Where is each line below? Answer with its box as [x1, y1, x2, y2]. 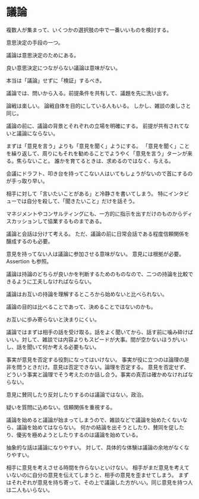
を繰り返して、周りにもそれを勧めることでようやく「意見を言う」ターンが [6, 149, 188, 157]
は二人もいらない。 [6, 486, 53, 493]
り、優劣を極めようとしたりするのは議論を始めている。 [6, 431, 141, 438]
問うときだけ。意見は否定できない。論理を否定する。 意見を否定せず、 [16, 363, 189, 370]
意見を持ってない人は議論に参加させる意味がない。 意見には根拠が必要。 [6, 250, 185, 257]
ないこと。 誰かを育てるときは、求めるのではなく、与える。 [26, 157, 174, 164]
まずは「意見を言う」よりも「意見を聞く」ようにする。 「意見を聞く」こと [6, 142, 190, 149]
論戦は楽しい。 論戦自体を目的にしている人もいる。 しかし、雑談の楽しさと [6, 102, 191, 109]
